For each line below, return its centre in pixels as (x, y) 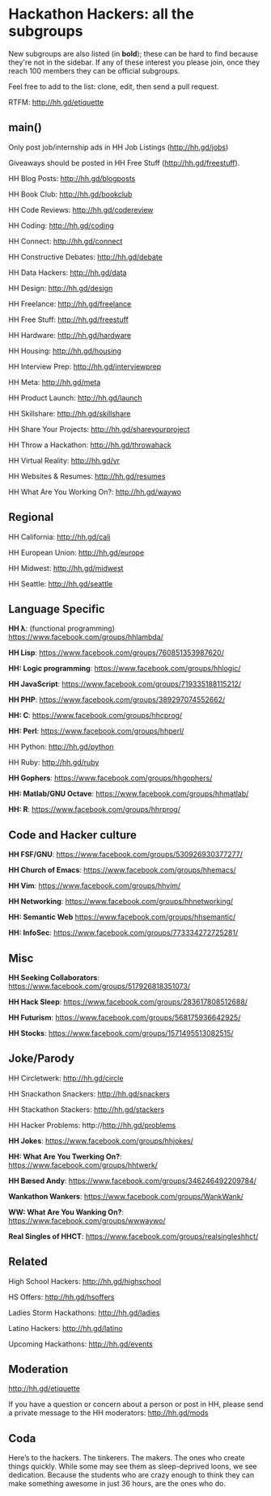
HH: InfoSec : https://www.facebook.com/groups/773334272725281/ (123, 933)
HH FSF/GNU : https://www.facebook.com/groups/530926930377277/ (125, 855)
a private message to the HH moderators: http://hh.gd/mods (108, 1413)
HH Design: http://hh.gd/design (61, 288)
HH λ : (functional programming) (62, 628)
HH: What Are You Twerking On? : (66, 1156)
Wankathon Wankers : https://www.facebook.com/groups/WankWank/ (126, 1196)
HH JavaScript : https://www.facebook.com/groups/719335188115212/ (125, 684)
